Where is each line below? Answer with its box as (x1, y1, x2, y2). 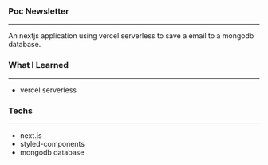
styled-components (19, 139, 85, 148)
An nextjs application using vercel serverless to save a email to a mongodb (8, 31, 254, 41)
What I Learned (8, 60, 69, 71)
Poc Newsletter (8, 6, 69, 17)
